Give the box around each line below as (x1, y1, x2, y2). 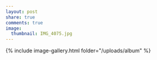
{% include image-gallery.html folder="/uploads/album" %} (5, 47, 151, 54)
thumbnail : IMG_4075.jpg (11, 31, 73, 37)
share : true (5, 14, 35, 20)
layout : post (5, 8, 38, 15)
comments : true (5, 20, 43, 26)
